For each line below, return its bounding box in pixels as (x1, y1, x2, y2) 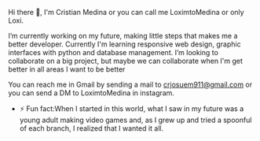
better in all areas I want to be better (8, 65, 126, 74)
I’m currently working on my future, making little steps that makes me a (8, 32, 238, 40)
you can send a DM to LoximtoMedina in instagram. (8, 88, 175, 98)
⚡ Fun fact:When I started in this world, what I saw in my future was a (19, 104, 244, 113)
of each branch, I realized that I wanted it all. (19, 124, 164, 133)
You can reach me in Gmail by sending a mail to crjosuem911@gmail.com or (8, 80, 253, 89)
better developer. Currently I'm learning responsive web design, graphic (8, 39, 241, 49)
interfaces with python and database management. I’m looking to (8, 48, 218, 57)
